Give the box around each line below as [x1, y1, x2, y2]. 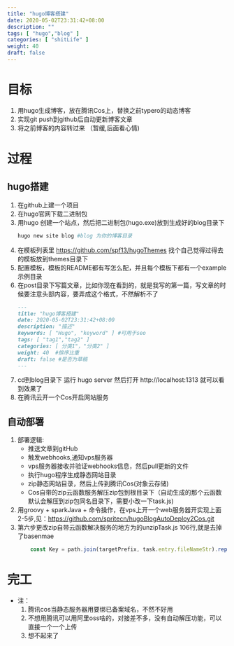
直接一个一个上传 [27, 623, 78, 631]
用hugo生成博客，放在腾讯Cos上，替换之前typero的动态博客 [17, 106, 191, 114]
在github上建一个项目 [17, 200, 79, 209]
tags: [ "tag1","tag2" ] [17, 336, 90, 343]
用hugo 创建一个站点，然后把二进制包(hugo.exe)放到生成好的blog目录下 [17, 218, 225, 226]
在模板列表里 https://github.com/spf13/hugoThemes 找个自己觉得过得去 [17, 246, 224, 254]
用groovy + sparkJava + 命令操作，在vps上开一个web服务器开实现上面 [17, 506, 222, 514]
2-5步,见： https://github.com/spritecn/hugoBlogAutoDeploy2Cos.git [17, 514, 214, 523]
